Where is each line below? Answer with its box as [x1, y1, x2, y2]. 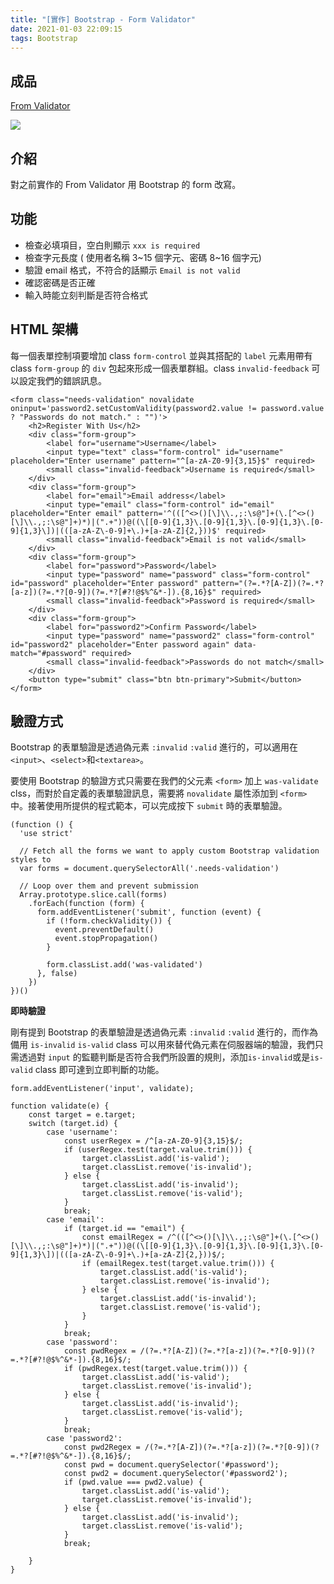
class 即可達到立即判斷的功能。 [34, 1064, 165, 1076]
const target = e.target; [28, 1110, 137, 1120]
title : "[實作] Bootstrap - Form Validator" [10, 14, 196, 25]
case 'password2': [46, 1434, 123, 1444]
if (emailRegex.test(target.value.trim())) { [81, 1259, 275, 1269]
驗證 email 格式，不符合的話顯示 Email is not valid [24, 264, 241, 276]
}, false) [36, 969, 78, 979]
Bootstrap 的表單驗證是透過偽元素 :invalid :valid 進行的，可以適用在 [10, 741, 299, 753]
